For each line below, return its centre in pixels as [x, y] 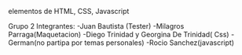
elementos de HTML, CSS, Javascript [69, 11]
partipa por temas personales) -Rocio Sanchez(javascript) [140, 43]
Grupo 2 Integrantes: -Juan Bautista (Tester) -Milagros [96, 26]
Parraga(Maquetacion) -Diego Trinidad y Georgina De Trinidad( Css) [119, 34]
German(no [27, 43]
